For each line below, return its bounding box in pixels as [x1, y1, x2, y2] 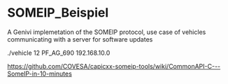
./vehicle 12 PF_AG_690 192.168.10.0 [7, 49, 111, 57]
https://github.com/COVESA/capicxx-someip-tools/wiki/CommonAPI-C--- [7, 62, 221, 70]
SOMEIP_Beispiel [7, 5, 109, 21]
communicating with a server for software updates [7, 35, 153, 43]
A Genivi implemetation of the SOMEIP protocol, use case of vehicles [7, 28, 206, 36]
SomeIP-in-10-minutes [7, 69, 72, 78]
